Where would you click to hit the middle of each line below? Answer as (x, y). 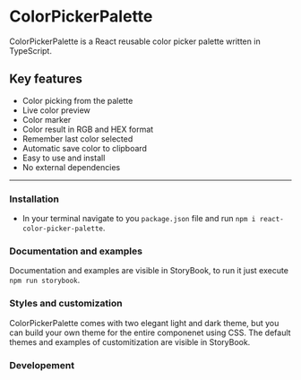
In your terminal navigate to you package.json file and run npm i (139, 219)
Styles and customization (66, 304)
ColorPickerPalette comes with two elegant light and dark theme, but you (144, 323)
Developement (42, 365)
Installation (34, 199)
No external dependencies (71, 167)
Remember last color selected (77, 138)
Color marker (47, 119)
